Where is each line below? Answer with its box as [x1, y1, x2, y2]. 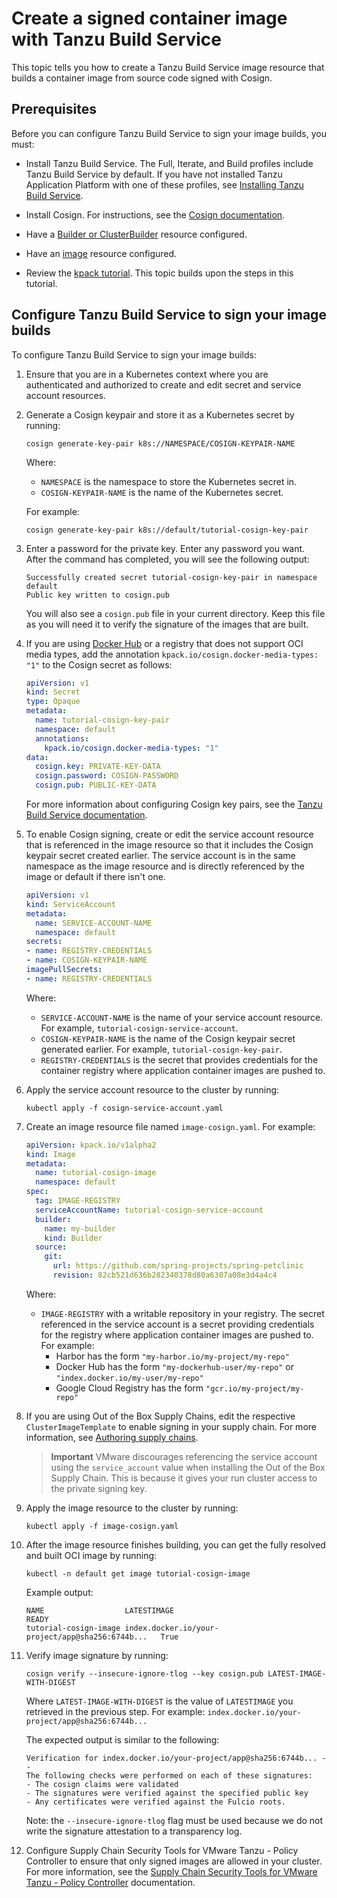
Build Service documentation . [25, 809, 148, 821]
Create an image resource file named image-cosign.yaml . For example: [25, 1120, 316, 1132]
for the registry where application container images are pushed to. [40, 1328, 314, 1341]
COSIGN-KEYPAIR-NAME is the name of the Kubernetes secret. [40, 486, 284, 498]
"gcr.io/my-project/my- [205, 1383, 305, 1394]
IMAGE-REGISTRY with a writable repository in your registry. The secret [40, 1307, 325, 1319]
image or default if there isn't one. [25, 871, 166, 883]
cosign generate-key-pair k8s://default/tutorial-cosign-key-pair [25, 525, 309, 535]
